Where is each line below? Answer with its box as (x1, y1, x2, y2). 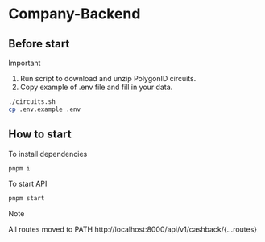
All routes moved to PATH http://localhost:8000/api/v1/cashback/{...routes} (8, 224, 258, 234)
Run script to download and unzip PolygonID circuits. (19, 74, 197, 83)
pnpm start (8, 195, 45, 203)
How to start (8, 128, 72, 142)
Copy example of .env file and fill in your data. (19, 82, 173, 92)
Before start (8, 37, 70, 51)
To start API (8, 178, 48, 189)
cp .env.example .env (8, 105, 81, 113)
